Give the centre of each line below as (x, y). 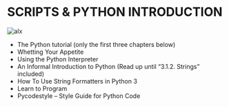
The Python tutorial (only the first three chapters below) (96, 44)
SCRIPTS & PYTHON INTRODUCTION (115, 12)
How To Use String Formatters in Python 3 (77, 81)
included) (31, 74)
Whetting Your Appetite (50, 52)
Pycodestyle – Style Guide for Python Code (79, 96)
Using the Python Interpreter (58, 59)
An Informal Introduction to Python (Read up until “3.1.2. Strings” (108, 66)
